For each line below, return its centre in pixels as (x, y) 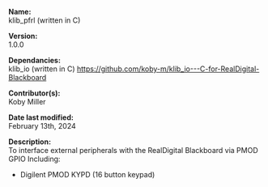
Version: (23, 36)
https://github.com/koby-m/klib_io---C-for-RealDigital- (168, 69)
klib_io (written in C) (42, 69)
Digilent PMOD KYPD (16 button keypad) (87, 174)
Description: (30, 142)
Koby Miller (27, 102)
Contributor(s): (34, 93)
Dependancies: (34, 60)
